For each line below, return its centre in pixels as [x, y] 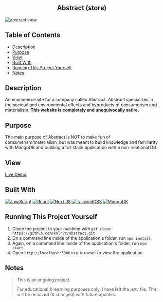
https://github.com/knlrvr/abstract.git [54, 233]
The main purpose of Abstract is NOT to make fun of [58, 137]
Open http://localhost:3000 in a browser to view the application [77, 252]
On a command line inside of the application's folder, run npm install [81, 238]
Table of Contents [33, 35]
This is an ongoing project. [44, 280]
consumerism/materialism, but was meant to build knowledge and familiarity [81, 142]
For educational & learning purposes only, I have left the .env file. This [87, 289]
